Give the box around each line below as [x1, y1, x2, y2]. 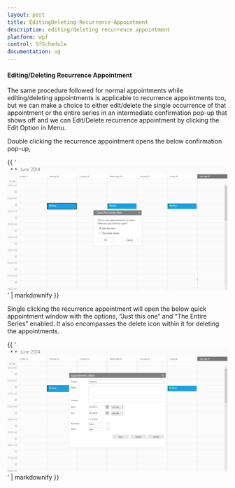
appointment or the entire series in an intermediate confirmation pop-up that [7, 109, 227, 117]
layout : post [7, 11, 45, 18]
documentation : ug [7, 48, 61, 55]
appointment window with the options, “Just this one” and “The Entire [7, 312, 208, 320]
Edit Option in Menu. [7, 123, 66, 132]
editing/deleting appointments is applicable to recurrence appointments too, [7, 94, 227, 102]
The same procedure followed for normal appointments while [7, 86, 183, 95]
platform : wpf [7, 34, 49, 41]
